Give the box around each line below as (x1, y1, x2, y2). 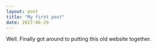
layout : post (6, 8, 39, 15)
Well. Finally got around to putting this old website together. (6, 36, 152, 43)
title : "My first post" (6, 14, 65, 20)
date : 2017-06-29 (6, 19, 49, 25)
